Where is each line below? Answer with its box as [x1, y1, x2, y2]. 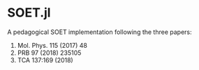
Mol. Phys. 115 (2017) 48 [17, 41, 87, 49]
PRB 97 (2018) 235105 [17, 49, 82, 57]
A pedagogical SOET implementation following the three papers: [7, 28, 192, 36]
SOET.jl [7, 5, 51, 21]
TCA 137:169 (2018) [17, 55, 73, 64]
